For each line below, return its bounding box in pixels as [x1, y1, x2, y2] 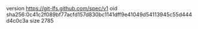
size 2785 [29, 17, 54, 24]
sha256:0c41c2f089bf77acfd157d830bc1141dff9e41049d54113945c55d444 [6, 11, 193, 18]
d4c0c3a [6, 17, 29, 24]
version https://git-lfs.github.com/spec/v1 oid [6, 5, 118, 12]
